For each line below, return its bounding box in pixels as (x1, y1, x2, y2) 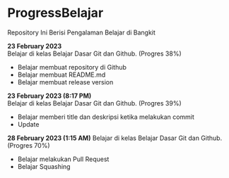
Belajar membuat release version (17, 77, 114, 86)
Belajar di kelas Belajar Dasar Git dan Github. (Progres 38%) (7, 49, 182, 58)
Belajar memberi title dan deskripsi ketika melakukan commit (17, 113, 194, 121)
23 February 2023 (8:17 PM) (7, 91, 92, 100)
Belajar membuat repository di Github (17, 63, 127, 71)
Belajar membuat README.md (17, 70, 106, 79)
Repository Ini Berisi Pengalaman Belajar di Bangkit (7, 28, 155, 37)
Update (17, 120, 40, 128)
